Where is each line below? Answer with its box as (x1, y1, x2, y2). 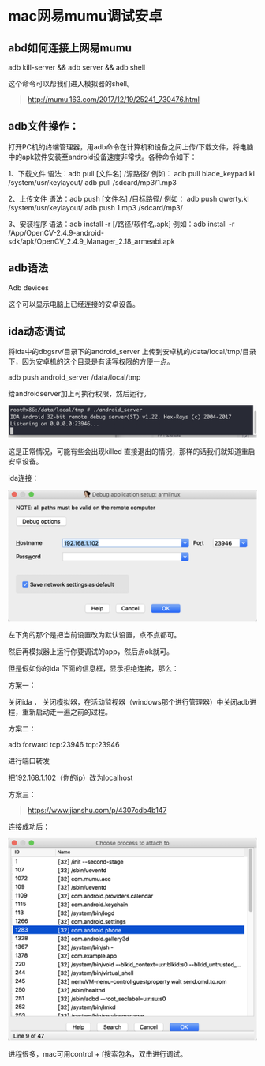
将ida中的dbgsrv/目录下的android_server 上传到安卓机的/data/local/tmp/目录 (8, 347, 256, 357)
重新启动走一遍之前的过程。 (21, 707, 112, 716)
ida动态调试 (8, 325, 65, 338)
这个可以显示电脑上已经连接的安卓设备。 (8, 299, 140, 308)
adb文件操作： (8, 119, 80, 133)
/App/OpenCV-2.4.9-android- (8, 228, 105, 237)
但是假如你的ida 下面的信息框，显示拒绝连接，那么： (8, 663, 179, 673)
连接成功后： (8, 822, 50, 831)
